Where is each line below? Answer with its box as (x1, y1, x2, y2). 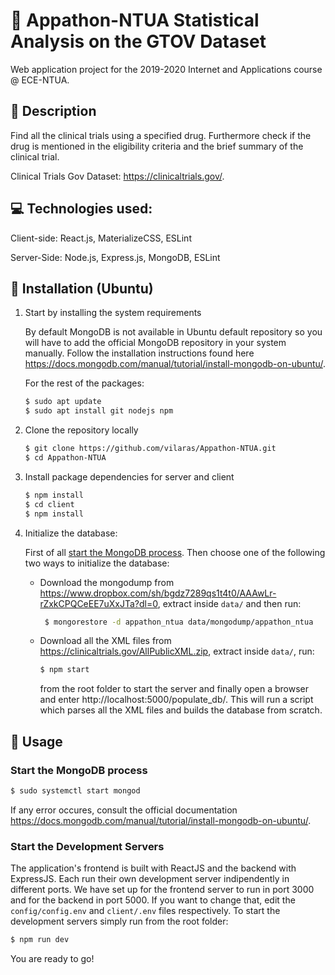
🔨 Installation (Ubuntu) (10, 280, 154, 297)
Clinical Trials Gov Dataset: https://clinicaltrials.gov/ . (10, 170, 225, 182)
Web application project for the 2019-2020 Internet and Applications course (10, 63, 323, 75)
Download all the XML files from (39, 635, 172, 647)
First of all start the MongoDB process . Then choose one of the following (24, 546, 326, 558)
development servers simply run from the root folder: (10, 915, 229, 928)
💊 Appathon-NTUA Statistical (10, 9, 260, 32)
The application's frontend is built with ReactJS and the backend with (10, 862, 297, 874)
